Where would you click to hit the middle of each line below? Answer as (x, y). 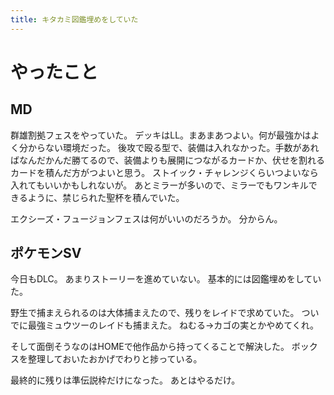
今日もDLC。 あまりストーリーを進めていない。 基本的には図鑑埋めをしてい (166, 279)
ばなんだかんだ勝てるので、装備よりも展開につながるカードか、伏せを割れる (167, 160)
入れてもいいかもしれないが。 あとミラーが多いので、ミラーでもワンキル (159, 185)
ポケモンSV (46, 253)
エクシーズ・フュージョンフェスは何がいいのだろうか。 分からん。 (146, 218)
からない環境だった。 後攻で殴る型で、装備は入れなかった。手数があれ (173, 147)
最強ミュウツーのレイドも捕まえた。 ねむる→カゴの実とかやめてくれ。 (173, 325)
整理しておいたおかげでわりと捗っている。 (115, 359)
